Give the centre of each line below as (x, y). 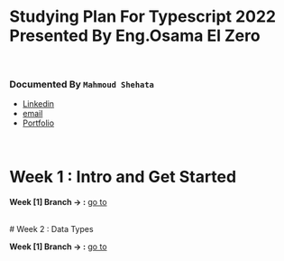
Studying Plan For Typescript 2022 (143, 17)
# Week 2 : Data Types (51, 229)
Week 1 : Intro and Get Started (123, 177)
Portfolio (38, 123)
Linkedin (38, 104)
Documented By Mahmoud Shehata (82, 84)
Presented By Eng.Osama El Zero (135, 36)
